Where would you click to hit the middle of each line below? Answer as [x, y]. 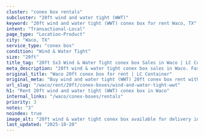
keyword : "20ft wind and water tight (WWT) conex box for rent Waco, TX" [102, 23]
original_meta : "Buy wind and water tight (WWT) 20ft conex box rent [96, 79]
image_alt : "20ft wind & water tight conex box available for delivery [99, 119]
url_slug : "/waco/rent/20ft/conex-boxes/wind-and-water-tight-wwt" [93, 85]
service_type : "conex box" [40, 46]
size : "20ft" [23, 57]
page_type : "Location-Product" [46, 35]
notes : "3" [20, 108]
